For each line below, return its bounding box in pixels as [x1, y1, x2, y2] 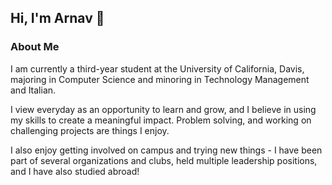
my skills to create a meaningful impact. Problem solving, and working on [10, 114, 312, 126]
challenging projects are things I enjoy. [10, 124, 170, 136]
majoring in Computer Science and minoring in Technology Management [10, 73, 310, 85]
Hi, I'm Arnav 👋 [10, 10, 105, 27]
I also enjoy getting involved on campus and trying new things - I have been [10, 144, 323, 156]
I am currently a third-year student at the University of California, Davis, [10, 62, 305, 75]
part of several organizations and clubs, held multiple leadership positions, [10, 154, 318, 166]
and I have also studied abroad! [10, 165, 140, 177]
